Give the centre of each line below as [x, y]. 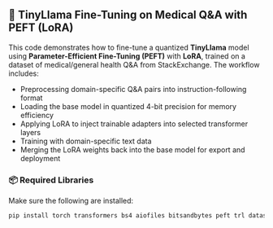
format [31, 98]
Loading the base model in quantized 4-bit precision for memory [128, 106]
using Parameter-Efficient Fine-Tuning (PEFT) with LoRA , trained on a [127, 56]
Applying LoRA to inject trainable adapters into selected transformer [134, 124]
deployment [40, 158]
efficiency [37, 115]
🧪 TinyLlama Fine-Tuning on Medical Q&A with [128, 15]
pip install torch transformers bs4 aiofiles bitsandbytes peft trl [127, 216]
